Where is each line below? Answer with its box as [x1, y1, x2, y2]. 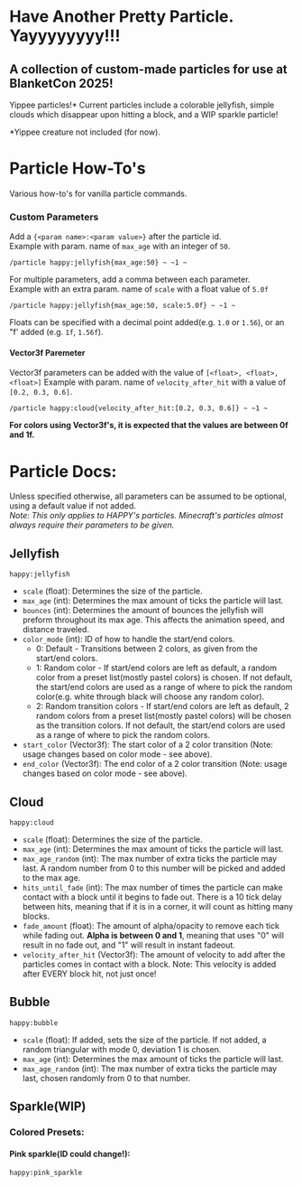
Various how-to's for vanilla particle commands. [9, 188, 188, 199]
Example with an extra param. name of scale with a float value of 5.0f [9, 284, 269, 294]
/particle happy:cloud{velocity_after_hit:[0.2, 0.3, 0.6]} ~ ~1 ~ [9, 404, 269, 413]
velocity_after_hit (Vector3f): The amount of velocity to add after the [22, 949, 286, 959]
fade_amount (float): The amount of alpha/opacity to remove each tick [22, 920, 279, 931]
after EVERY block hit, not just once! [22, 968, 157, 979]
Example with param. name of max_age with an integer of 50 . [9, 241, 231, 252]
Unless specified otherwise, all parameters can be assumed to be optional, [9, 490, 287, 502]
